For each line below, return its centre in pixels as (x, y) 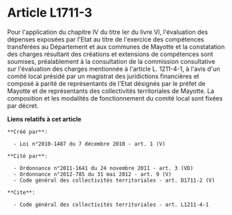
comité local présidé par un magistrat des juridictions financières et (103, 76)
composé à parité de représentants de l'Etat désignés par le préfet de (106, 83)
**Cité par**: (28, 156)
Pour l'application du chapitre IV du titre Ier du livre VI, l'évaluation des (108, 32)
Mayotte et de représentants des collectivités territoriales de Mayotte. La (111, 91)
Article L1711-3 (50, 13)
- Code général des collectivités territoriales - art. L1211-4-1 (111, 205)
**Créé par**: (28, 132)
